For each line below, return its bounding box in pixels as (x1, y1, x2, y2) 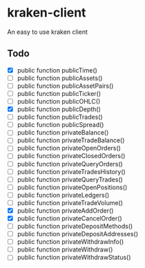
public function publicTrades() (17, 113, 104, 122)
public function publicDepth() (17, 105, 101, 113)
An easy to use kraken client (7, 28, 88, 36)
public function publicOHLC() (17, 97, 101, 105)
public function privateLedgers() (17, 191, 110, 199)
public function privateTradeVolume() (17, 198, 123, 207)
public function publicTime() (17, 66, 98, 74)
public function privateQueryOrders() (17, 160, 123, 168)
